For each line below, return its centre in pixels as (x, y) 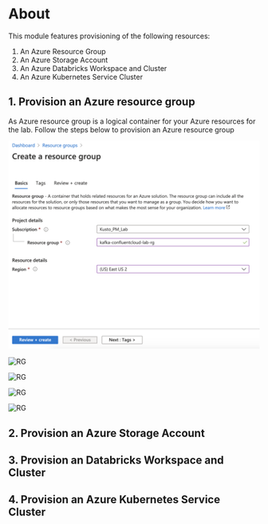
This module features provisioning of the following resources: (109, 36)
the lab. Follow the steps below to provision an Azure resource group (121, 129)
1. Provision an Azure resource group (102, 102)
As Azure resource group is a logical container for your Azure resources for (132, 121)
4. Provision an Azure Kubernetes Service (114, 500)
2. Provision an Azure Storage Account (106, 433)
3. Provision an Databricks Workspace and (116, 460)
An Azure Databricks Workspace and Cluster (93, 68)
